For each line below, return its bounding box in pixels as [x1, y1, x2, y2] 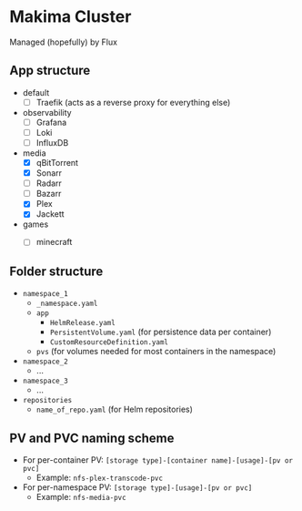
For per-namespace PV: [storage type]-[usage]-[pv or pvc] [22, 482, 253, 493]
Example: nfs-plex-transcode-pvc [35, 472, 164, 484]
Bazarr [35, 189, 62, 199]
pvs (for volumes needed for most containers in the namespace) [35, 346, 277, 357]
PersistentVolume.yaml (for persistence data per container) [49, 326, 272, 338]
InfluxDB [35, 137, 69, 148]
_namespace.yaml [35, 299, 98, 309]
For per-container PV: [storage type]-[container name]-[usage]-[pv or [22, 455, 294, 465]
